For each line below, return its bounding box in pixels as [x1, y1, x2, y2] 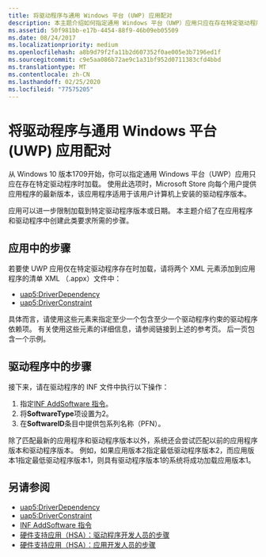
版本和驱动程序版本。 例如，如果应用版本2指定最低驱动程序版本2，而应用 [8, 445, 248, 455]
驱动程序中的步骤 [8, 360, 92, 373]
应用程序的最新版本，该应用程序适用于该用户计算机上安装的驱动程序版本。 [8, 189, 251, 199]
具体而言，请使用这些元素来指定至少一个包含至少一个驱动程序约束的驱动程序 [8, 315, 258, 324]
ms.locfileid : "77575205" [8, 85, 93, 93]
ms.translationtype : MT [8, 63, 87, 71]
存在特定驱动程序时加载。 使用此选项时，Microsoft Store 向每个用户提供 [21, 179, 257, 189]
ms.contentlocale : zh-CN [8, 71, 90, 78]
